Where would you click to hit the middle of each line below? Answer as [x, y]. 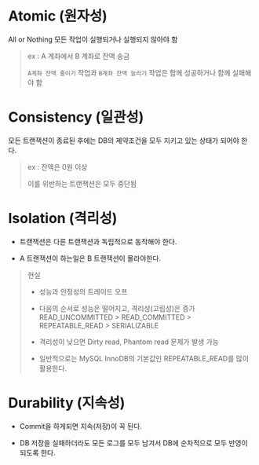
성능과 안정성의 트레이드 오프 [83, 291]
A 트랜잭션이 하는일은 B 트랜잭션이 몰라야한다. [90, 258]
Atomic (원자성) [58, 16]
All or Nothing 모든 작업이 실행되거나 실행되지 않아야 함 [93, 39]
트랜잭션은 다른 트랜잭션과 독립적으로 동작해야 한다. [98, 241]
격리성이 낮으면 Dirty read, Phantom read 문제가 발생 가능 [129, 342]
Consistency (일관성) [76, 117]
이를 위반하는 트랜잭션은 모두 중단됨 [82, 183]
